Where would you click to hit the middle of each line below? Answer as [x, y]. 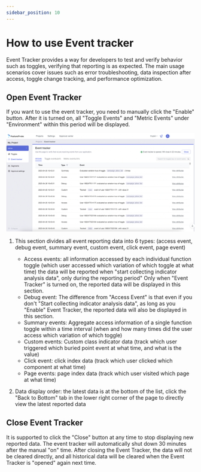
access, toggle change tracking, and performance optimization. [84, 78]
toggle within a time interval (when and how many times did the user [108, 328]
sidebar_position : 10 [33, 13]
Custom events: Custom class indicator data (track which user [100, 342]
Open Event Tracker [44, 97]
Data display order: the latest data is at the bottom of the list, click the [100, 391]
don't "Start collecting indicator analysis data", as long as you [100, 303]
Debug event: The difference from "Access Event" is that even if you [108, 297]
